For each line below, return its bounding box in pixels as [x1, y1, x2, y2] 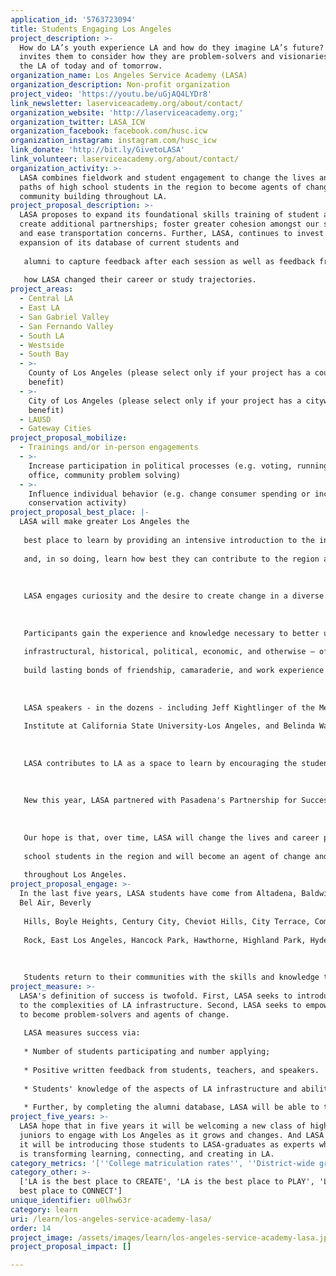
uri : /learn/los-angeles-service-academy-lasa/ [10, 1214, 213, 1224]
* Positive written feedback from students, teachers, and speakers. [23, 1065, 320, 1075]
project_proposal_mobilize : [10, 433, 128, 443]
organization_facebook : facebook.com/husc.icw [10, 126, 208, 136]
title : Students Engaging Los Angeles [10, 24, 172, 34]
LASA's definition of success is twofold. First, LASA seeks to [19, 991, 293, 1001]
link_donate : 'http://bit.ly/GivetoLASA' [10, 145, 186, 155]
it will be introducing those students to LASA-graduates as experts [19, 1139, 315, 1150]
